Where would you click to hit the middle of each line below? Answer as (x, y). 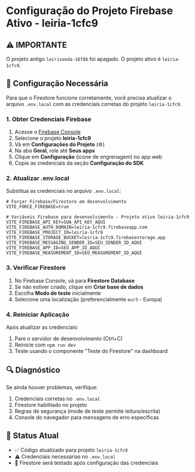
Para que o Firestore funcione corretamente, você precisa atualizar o (89, 97)
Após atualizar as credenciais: (42, 327)
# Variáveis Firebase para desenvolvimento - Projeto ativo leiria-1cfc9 (98, 217)
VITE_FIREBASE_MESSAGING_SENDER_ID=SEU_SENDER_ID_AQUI (74, 243)
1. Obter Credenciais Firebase (49, 119)
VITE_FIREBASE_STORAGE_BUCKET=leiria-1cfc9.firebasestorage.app (86, 238)
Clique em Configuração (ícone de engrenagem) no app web (88, 157)
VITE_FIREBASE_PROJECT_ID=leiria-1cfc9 (55, 233)
